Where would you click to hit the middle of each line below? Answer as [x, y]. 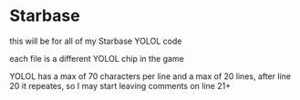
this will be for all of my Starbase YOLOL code [96, 41]
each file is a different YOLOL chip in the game [97, 58]
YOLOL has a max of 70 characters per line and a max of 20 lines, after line [150, 76]
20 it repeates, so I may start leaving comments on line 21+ [120, 85]
